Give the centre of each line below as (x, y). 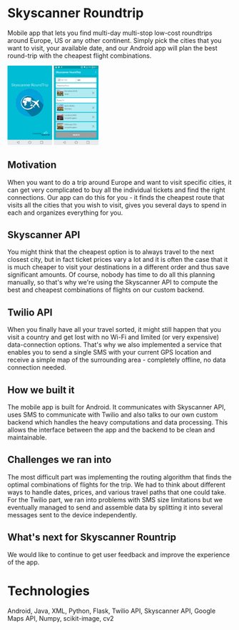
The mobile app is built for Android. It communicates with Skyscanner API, (117, 407)
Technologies (49, 591)
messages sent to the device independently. (72, 514)
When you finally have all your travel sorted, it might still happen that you (114, 330)
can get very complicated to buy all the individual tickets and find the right (117, 190)
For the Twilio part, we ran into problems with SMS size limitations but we (115, 499)
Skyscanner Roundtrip (76, 13)
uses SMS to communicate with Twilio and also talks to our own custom (113, 415)
